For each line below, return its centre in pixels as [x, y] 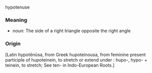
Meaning [16, 20]
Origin [13, 44]
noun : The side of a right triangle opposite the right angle [71, 31]
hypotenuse [18, 7]
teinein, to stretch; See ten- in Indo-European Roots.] [60, 65]
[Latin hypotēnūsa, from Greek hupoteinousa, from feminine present [75, 55]
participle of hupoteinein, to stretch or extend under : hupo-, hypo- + [76, 60]
